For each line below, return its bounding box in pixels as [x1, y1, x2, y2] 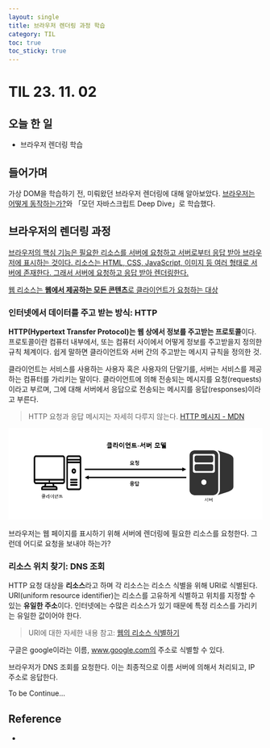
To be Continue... [8, 688, 66, 698]
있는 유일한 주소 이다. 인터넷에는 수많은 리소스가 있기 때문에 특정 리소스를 [8, 601, 236, 611]
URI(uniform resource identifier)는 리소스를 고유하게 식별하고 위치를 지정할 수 [8, 591, 256, 600]
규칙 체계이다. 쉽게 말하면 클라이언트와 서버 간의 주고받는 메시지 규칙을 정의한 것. [8, 347, 262, 357]
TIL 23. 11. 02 [8, 83, 98, 101]
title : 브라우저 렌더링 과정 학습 [8, 21, 106, 30]
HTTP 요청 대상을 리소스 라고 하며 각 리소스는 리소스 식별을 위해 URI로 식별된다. [8, 581, 258, 591]
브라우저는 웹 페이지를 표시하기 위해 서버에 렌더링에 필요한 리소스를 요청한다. [8, 529, 250, 538]
